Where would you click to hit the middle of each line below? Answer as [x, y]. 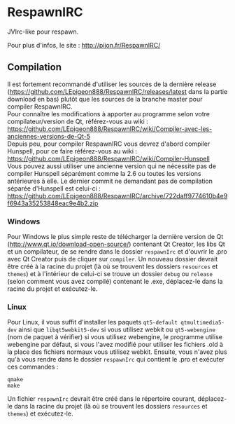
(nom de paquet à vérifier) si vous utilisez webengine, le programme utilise [115, 337]
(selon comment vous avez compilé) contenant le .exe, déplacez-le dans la [115, 282]
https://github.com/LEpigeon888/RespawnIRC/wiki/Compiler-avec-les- [110, 129]
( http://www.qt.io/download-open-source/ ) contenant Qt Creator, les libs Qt [116, 244]
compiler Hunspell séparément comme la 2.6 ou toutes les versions [104, 173]
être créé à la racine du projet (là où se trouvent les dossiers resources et [113, 266]
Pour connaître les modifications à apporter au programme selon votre [108, 114]
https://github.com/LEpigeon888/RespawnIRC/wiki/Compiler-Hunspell [108, 158]
